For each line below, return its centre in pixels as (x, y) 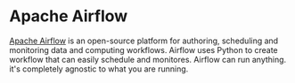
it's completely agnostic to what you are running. (99, 69)
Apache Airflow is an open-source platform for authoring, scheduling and (144, 41)
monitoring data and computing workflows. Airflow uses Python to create (143, 49)
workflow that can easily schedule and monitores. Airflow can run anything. (148, 59)
